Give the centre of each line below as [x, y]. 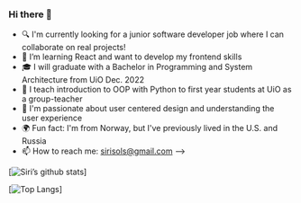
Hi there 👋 [31, 14]
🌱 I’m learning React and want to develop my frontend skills [132, 57]
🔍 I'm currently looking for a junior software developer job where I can [153, 34]
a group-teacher [52, 99]
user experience [52, 118]
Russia [34, 141]
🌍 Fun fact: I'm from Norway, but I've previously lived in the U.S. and [150, 128]
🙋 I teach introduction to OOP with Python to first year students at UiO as [156, 90]
